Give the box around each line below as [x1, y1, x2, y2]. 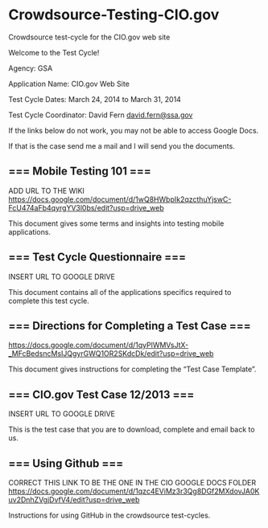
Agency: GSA [8, 63, 53, 73]
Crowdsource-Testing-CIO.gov [8, 6, 220, 24]
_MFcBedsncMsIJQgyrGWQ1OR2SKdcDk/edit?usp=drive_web [8, 349, 214, 358]
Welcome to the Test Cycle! [8, 47, 100, 57]
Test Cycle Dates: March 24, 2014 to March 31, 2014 [8, 94, 181, 104]
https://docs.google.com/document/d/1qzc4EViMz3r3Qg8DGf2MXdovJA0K [8, 486, 260, 496]
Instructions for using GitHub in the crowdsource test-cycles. [8, 510, 211, 520]
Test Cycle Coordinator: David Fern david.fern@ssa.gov [8, 110, 193, 120]
